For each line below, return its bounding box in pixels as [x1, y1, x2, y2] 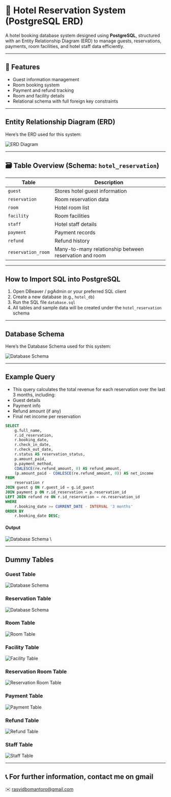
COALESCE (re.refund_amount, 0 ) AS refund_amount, [14, 466, 122, 471]
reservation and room [54, 252, 106, 259]
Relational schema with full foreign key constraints [12, 98, 119, 104]
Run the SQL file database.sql [12, 299, 75, 305]
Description [94, 179, 124, 186]
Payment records [54, 229, 96, 236]
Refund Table [5, 717, 39, 724]
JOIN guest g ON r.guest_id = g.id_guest [5, 485, 95, 490]
